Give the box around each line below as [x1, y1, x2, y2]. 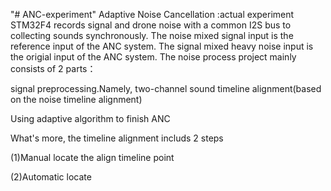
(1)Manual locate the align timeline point [10, 152, 175, 163]
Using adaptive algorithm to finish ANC [10, 113, 171, 124]
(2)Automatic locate [10, 171, 92, 183]
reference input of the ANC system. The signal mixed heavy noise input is [10, 40, 314, 52]
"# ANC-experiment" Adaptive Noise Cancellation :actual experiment [10, 9, 295, 20]
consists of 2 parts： [10, 63, 97, 74]
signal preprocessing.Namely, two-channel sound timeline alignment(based [10, 83, 322, 94]
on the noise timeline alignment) [10, 94, 143, 105]
